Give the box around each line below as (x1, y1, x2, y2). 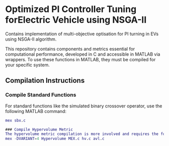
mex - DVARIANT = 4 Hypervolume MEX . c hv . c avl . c (5, 136, 105, 141)
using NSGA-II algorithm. (5, 36, 57, 42)
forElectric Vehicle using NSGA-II (5, 14, 147, 26)
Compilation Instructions (5, 76, 85, 85)
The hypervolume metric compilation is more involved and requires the (5, 131, 158, 136)
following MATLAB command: (5, 108, 67, 114)
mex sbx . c (5, 118, 26, 123)
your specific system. (5, 62, 50, 68)
